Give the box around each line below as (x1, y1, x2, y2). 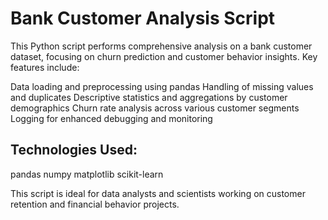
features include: (10, 61, 80, 73)
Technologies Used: (10, 142, 138, 159)
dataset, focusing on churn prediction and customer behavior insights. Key (10, 50, 318, 62)
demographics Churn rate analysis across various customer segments (10, 102, 300, 114)
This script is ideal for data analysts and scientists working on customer (10, 187, 306, 199)
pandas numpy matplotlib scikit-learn (10, 168, 164, 180)
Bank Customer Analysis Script (10, 7, 276, 30)
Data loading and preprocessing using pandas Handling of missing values (10, 80, 314, 92)
